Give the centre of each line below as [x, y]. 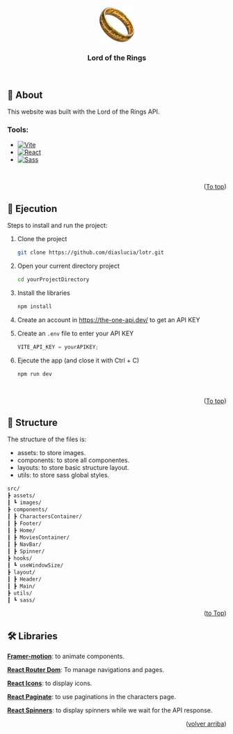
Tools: [18, 130]
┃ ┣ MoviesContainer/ [39, 537]
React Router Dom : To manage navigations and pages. [86, 670]
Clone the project [42, 239]
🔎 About [25, 95]
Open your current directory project [69, 266]
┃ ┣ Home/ [22, 530]
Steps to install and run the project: [57, 225]
